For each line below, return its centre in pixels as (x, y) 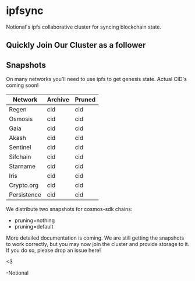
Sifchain (20, 157)
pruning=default (34, 227)
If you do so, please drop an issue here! (54, 250)
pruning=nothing (35, 220)
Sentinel (20, 147)
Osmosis (21, 119)
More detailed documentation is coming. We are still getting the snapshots (95, 238)
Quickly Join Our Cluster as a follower (76, 45)
